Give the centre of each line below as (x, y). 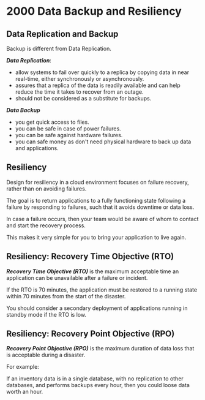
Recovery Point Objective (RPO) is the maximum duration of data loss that (100, 349)
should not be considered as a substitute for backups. (83, 98)
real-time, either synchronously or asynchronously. (80, 79)
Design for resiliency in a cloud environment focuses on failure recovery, (98, 182)
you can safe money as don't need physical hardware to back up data (103, 142)
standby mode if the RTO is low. (47, 314)
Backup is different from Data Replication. (59, 48)
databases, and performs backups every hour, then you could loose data (98, 385)
